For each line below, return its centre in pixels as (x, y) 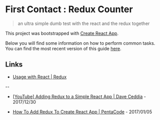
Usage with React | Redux (39, 77)
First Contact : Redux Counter (69, 9)
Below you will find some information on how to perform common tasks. (80, 43)
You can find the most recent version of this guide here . (63, 48)
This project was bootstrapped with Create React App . (62, 33)
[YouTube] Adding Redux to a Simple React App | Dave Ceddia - (79, 96)
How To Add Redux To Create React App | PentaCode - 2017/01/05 (82, 112)
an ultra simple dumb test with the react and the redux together (84, 23)
